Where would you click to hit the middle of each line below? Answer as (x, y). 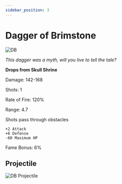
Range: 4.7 (17, 109)
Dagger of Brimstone (51, 35)
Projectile (21, 163)
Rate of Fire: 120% (25, 99)
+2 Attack (16, 129)
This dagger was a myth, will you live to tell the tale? (61, 60)
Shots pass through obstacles (37, 119)
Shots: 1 (14, 89)
